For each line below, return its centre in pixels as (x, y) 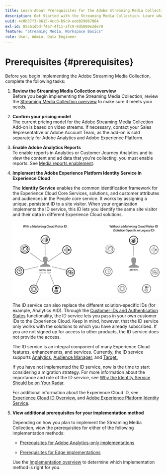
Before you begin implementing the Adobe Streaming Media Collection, (78, 76)
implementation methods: (39, 433)
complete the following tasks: (35, 81)
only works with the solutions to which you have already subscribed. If (84, 326)
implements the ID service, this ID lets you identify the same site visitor (85, 209)
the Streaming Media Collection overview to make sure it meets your (82, 101)
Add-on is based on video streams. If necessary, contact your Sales (82, 127)
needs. (19, 107)
